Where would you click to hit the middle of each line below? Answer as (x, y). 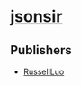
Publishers (41, 50)
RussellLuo (44, 71)
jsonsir (36, 17)
